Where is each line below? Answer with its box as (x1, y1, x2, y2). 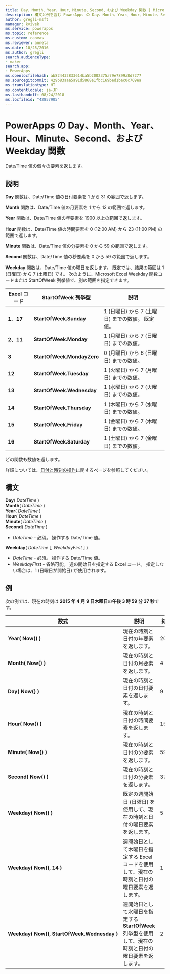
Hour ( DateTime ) (5, 513, 42, 519)
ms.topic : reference (5, 31, 49, 36)
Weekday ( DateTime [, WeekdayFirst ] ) (5, 544, 88, 550)
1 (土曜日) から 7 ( (103, 435, 148, 441)
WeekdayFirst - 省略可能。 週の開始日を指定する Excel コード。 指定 (12, 561, 155, 567)
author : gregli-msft (5, 17, 49, 22)
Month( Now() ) (8, 659, 46, 667)
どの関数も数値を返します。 (5, 456, 63, 462)
